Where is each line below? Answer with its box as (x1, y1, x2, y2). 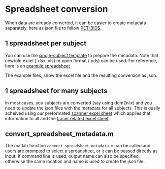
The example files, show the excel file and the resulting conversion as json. (5, 72, 158, 78)
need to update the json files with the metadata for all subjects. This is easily (5, 105, 161, 111)
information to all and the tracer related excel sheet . (5, 115, 110, 121)
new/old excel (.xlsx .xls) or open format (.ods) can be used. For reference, (5, 58, 158, 64)
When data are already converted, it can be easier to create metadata (5, 20, 146, 26)
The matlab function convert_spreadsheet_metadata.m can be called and (5, 143, 151, 149)
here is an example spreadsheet (5, 63, 70, 68)
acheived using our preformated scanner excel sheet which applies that (5, 110, 151, 116)
